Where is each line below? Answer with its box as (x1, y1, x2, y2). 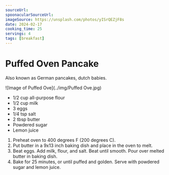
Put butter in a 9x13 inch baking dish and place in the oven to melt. (12, 142, 153, 148)
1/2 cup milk (12, 100, 38, 106)
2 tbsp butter (12, 116, 40, 122)
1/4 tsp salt (12, 111, 36, 117)
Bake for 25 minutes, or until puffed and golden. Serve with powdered (12, 159, 160, 165)
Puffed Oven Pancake (5, 58, 99, 69)
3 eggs (12, 105, 28, 111)
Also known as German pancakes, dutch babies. (5, 74, 107, 81)
